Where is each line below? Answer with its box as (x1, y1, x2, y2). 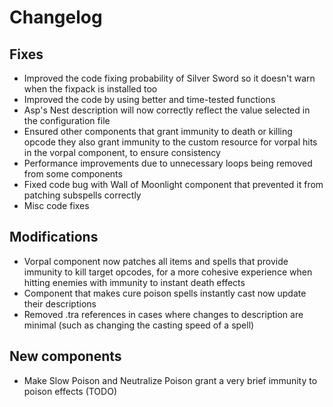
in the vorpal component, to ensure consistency (23, 147, 221, 158)
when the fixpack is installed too (23, 83, 158, 95)
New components (9, 348, 122, 365)
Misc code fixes (23, 200, 90, 211)
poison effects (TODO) (23, 385, 117, 397)
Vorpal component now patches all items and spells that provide (23, 255, 289, 267)
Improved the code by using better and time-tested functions (23, 94, 276, 105)
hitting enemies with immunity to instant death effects (23, 276, 246, 288)
